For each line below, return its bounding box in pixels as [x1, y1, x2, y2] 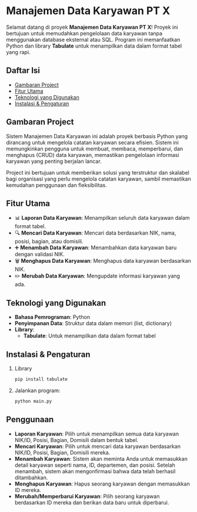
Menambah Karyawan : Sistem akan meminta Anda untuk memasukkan [14, 455, 188, 462]
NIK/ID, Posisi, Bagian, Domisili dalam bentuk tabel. [14, 436, 139, 443]
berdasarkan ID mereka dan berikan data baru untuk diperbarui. [14, 498, 169, 506]
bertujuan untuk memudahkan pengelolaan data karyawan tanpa [6, 29, 163, 36]
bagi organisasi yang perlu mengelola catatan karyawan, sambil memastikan [6, 175, 191, 182]
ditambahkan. [14, 474, 48, 481]
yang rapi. [6, 48, 31, 55]
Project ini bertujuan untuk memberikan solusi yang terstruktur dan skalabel [6, 169, 189, 176]
